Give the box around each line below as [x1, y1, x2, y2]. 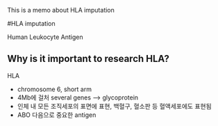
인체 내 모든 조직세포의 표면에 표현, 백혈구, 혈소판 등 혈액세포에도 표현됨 [17, 102, 212, 110]
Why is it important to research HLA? [7, 53, 170, 65]
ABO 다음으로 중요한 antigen [17, 111, 97, 119]
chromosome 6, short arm [17, 85, 92, 93]
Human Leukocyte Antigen [7, 33, 83, 41]
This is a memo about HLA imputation [7, 6, 115, 14]
